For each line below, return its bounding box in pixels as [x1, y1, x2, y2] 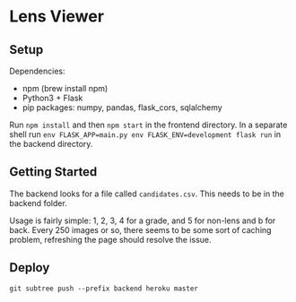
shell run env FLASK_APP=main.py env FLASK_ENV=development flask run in [9, 129, 281, 140]
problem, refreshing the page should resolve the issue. [9, 234, 212, 245]
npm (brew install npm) [22, 83, 109, 93]
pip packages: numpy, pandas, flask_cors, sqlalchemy [22, 102, 222, 113]
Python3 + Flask [22, 92, 83, 103]
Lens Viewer [9, 6, 105, 27]
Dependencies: [9, 65, 65, 76]
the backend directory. [9, 139, 93, 149]
